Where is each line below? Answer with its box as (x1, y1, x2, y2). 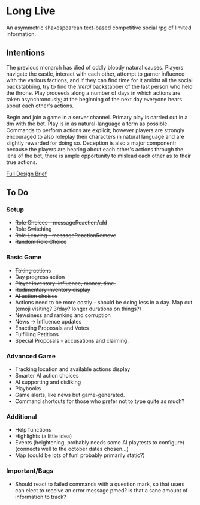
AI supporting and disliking (14, 378, 81, 386)
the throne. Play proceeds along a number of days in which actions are (6, 89, 181, 97)
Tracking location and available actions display (14, 366, 131, 373)
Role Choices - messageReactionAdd (14, 219, 107, 226)
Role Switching (14, 225, 52, 232)
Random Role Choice (14, 238, 67, 246)
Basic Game (6, 253, 42, 262)
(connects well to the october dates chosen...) (14, 446, 129, 453)
